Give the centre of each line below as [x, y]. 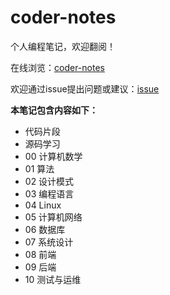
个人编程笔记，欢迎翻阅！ [63, 46]
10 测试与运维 [53, 279]
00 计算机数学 [53, 156]
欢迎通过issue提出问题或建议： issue [85, 88]
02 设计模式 [49, 181]
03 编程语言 [49, 193]
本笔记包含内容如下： [54, 110]
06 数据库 [45, 229]
